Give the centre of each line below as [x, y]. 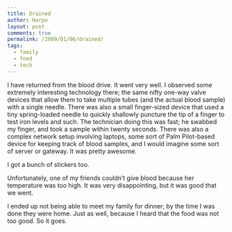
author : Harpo [28, 20]
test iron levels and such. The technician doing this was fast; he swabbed [112, 121]
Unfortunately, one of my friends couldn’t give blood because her [101, 178]
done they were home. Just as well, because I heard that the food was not [113, 213]
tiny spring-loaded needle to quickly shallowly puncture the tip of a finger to [116, 114]
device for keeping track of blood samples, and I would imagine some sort [113, 143]
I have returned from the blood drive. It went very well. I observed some [110, 84]
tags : [15, 46]
